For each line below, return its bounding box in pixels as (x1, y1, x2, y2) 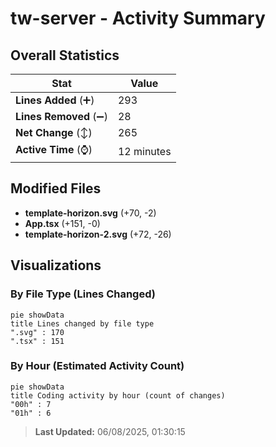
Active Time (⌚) (15, 143, 93, 156)
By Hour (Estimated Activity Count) (10, 359, 185, 373)
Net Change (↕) (15, 126, 93, 139)
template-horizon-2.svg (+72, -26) (24, 228, 172, 240)
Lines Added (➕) (15, 93, 95, 107)
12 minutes (117, 144, 172, 158)
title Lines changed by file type (10, 318, 155, 329)
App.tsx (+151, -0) (24, 217, 101, 229)
